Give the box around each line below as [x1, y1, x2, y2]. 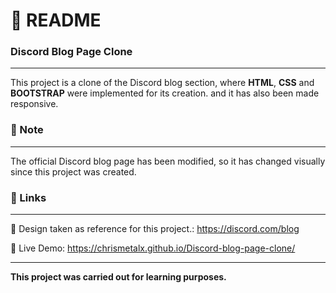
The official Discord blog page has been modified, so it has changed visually [10, 155, 326, 167]
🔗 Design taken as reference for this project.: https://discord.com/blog [10, 223, 300, 235]
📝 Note [10, 123, 44, 137]
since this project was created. [10, 165, 137, 178]
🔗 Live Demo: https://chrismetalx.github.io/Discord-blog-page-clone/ [10, 242, 296, 254]
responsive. [10, 98, 59, 110]
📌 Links [10, 190, 47, 204]
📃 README [10, 9, 102, 32]
